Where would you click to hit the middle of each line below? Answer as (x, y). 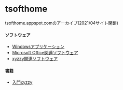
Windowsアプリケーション (38, 46)
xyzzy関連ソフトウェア (35, 59)
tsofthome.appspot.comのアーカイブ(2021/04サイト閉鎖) (62, 23)
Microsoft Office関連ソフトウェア (45, 53)
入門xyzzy (22, 82)
